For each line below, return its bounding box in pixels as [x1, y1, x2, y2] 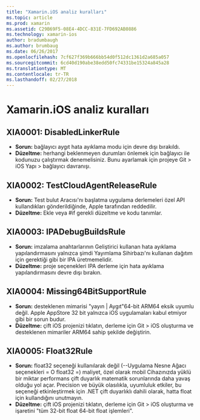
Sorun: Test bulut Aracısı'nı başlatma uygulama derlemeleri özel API [15, 196, 185, 204]
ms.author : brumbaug [6, 43, 59, 49]
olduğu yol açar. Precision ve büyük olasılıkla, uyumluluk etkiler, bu [15, 381, 182, 389]
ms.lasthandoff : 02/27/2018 [6, 77, 78, 83]
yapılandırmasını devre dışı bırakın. [15, 269, 102, 276]
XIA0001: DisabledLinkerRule [6, 127, 120, 137]
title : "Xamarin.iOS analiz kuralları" [6, 9, 107, 15]
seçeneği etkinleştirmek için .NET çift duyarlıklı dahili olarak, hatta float [15, 388, 192, 395]
